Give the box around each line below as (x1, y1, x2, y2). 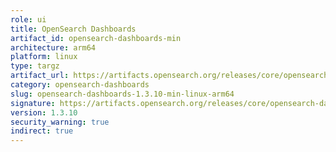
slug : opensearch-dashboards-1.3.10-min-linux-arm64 (10, 89, 235, 99)
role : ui (10, 14, 47, 25)
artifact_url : (10, 71, 70, 81)
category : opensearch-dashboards (10, 80, 150, 90)
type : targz (10, 61, 60, 71)
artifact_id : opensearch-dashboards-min (10, 33, 182, 43)
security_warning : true (10, 117, 110, 127)
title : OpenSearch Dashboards (10, 24, 137, 34)
